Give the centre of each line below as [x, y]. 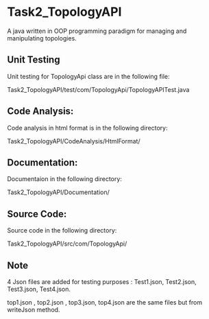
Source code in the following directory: [62, 231]
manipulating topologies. [42, 38]
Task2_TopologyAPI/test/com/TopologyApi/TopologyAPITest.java [98, 89]
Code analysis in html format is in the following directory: [87, 128]
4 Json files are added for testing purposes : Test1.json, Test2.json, [102, 282]
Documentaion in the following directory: [64, 179]
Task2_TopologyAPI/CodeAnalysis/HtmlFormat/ [74, 141]
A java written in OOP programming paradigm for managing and [97, 31]
